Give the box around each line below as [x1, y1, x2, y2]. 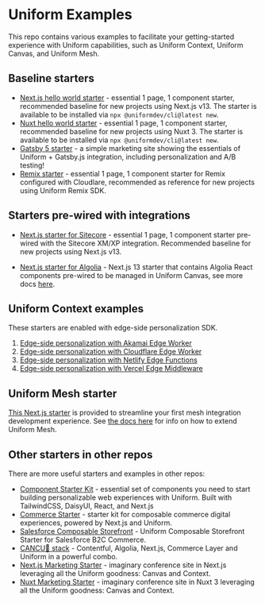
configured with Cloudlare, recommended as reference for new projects [19, 177, 255, 187]
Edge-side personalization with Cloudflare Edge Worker [19, 347, 202, 357]
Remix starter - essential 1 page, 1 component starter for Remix [19, 168, 226, 178]
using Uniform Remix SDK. [19, 185, 107, 195]
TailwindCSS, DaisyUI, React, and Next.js [19, 501, 154, 510]
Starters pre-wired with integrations [8, 209, 190, 222]
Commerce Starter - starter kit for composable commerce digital [19, 510, 231, 519]
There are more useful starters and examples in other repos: [8, 469, 205, 478]
